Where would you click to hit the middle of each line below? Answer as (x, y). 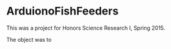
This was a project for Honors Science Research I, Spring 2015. (86, 28)
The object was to (29, 39)
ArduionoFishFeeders (63, 11)
